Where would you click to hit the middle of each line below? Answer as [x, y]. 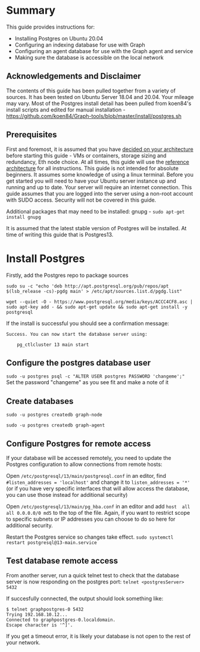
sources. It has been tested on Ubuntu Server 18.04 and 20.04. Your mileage [100, 97]
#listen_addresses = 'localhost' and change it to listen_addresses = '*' [98, 482]
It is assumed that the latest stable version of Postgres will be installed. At [96, 228]
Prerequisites [32, 135]
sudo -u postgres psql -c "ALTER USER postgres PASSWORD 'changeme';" [96, 376]
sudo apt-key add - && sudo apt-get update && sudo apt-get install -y [97, 307]
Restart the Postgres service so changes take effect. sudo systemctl [90, 537]
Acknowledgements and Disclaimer [74, 76]
